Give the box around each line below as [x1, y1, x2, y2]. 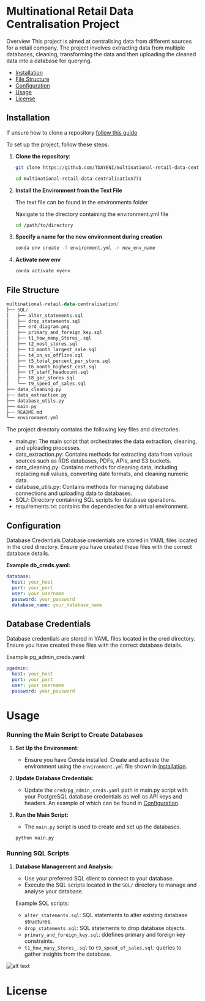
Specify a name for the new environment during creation [15, 233, 163, 240]
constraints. [24, 937, 54, 945]
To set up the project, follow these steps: [6, 141, 110, 148]
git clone [15, 164, 41, 171]
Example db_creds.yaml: [6, 562, 71, 569]
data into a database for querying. [6, 57, 92, 64]
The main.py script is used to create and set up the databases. [24, 823, 182, 830]
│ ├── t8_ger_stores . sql [6, 375, 75, 381]
